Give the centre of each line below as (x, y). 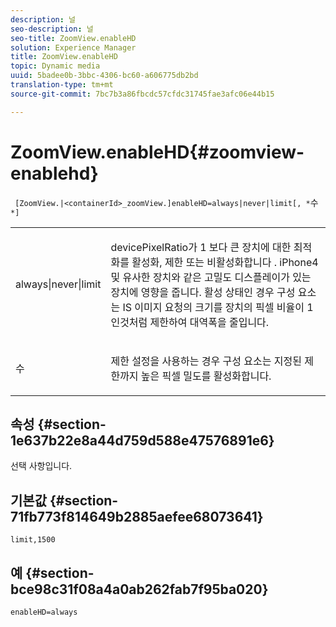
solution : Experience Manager (73, 47)
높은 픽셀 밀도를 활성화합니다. (206, 376)
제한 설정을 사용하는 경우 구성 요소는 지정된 (206, 361)
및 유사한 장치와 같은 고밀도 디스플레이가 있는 (211, 277)
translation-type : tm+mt (62, 85)
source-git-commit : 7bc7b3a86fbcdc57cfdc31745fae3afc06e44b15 (142, 94)
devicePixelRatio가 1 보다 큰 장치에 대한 (201, 247)
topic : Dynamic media (55, 66)
